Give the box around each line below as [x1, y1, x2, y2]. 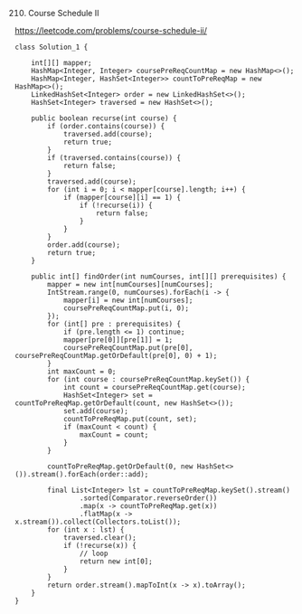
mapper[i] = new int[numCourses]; [62, 296, 193, 305]
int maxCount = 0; [47, 367, 117, 376]
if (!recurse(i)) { [79, 201, 153, 210]
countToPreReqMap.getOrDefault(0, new [47, 462, 193, 471]
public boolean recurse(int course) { [31, 114, 177, 123]
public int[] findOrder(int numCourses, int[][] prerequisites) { [31, 272, 287, 281]
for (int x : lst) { [47, 525, 125, 534]
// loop [79, 549, 109, 558]
